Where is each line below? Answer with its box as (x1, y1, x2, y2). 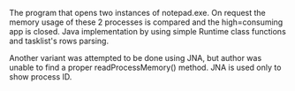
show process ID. (9, 72, 72, 82)
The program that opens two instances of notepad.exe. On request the (9, 8, 267, 18)
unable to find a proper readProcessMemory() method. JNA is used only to (9, 62, 282, 72)
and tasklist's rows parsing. (9, 35, 109, 46)
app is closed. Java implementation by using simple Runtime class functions (9, 27, 287, 36)
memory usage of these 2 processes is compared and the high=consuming (9, 17, 284, 27)
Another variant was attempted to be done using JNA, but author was (9, 53, 262, 63)
